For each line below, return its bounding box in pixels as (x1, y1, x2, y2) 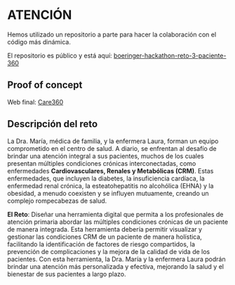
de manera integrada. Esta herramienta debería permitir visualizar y (7, 225, 202, 233)
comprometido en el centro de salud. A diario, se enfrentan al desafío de (7, 144, 217, 152)
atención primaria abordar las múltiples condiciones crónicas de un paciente (7, 218, 229, 226)
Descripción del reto (7, 118, 98, 130)
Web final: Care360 (7, 98, 64, 106)
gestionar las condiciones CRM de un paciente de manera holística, (7, 232, 202, 241)
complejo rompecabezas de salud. (7, 197, 107, 205)
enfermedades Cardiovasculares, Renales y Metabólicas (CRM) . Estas (7, 166, 214, 175)
